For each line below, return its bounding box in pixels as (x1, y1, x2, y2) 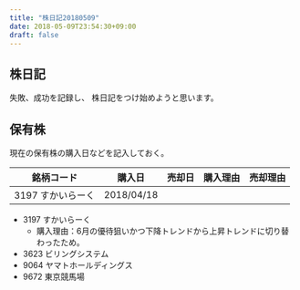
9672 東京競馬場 (22, 271, 85, 282)
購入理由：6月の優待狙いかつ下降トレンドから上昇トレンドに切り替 (36, 225, 290, 236)
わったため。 (36, 237, 85, 247)
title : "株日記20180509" (9, 13, 100, 23)
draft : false (9, 30, 59, 39)
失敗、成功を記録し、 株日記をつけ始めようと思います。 (9, 92, 219, 103)
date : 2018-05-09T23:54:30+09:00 (9, 22, 137, 31)
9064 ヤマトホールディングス (22, 260, 133, 270)
